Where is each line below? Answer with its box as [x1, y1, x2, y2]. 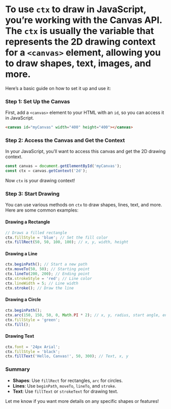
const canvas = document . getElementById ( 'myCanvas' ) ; [5, 164, 122, 169]
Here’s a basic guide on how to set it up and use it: [5, 85, 111, 91]
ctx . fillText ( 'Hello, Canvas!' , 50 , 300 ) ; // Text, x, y [5, 354, 129, 359]
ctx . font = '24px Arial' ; [5, 344, 60, 349]
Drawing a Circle [5, 297, 41, 303]
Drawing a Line [5, 250, 38, 256]
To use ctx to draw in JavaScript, [5, 4, 147, 15]
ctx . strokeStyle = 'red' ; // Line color [5, 276, 93, 281]
